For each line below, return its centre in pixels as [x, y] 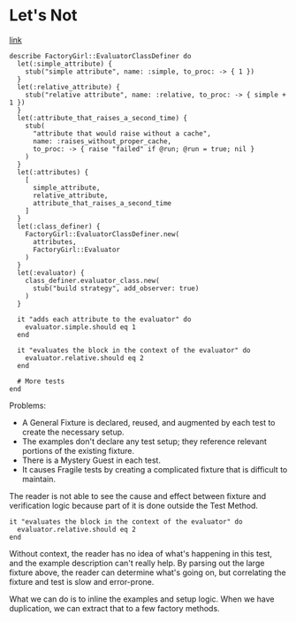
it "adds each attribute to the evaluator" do [104, 319]
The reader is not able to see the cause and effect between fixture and [138, 495]
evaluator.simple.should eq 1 [81, 327]
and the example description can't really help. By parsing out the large [137, 563]
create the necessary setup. [73, 432]
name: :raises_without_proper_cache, [102, 141]
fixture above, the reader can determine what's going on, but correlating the [148, 572]
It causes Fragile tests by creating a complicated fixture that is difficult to [155, 469]
